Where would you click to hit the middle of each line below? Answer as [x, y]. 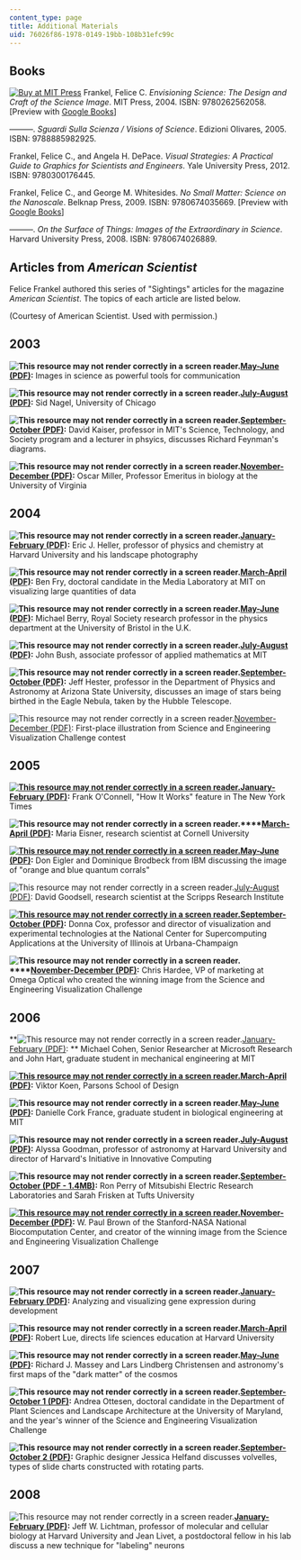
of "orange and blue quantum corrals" [80, 870]
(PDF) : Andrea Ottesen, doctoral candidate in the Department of [166, 1401]
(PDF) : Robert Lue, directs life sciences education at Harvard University [142, 1338]
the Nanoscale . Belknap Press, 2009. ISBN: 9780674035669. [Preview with [149, 203]
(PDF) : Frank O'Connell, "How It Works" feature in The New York [166, 797]
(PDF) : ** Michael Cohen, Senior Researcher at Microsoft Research [168, 1049]
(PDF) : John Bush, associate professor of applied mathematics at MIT [138, 655]
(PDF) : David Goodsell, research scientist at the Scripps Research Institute [147, 897]
